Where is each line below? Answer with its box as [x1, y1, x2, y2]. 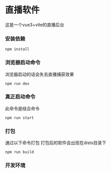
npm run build [5, 150, 34, 155]
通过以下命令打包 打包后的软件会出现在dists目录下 [5, 140, 107, 146]
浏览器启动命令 [5, 59, 41, 66]
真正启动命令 [5, 93, 36, 100]
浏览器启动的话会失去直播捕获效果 [5, 71, 74, 77]
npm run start [5, 115, 34, 120]
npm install [5, 47, 29, 52]
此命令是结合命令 [5, 105, 40, 111]
